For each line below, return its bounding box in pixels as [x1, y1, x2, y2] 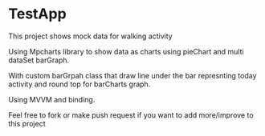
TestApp [8, 5, 67, 23]
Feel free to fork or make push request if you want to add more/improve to [8, 110, 255, 120]
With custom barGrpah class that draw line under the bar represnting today [8, 70, 257, 80]
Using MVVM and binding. [8, 94, 96, 104]
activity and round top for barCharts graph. [8, 79, 151, 89]
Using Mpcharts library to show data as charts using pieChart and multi [8, 46, 244, 56]
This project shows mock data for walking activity [8, 31, 173, 41]
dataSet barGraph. [8, 55, 70, 65]
